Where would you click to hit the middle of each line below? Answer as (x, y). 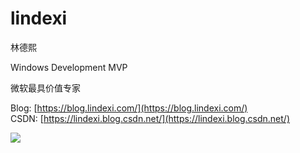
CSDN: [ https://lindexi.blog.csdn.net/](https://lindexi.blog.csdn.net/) (150, 118)
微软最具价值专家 (45, 88)
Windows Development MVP (69, 67)
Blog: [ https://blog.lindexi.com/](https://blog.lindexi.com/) (129, 108)
